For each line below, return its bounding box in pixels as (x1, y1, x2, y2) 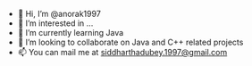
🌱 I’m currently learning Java (17, 28, 124, 37)
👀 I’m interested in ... (17, 18, 94, 29)
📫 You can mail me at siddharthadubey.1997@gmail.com (17, 47, 228, 57)
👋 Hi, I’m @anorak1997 (17, 9, 101, 19)
